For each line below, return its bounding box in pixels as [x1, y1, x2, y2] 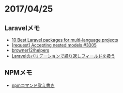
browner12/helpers [11, 47, 49, 53]
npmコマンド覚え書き [11, 82, 55, 88]
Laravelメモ [4, 24, 40, 32]
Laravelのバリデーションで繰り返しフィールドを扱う [11, 53, 116, 59]
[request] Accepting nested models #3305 [11, 42, 97, 48]
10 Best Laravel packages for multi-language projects [11, 37, 118, 43]
